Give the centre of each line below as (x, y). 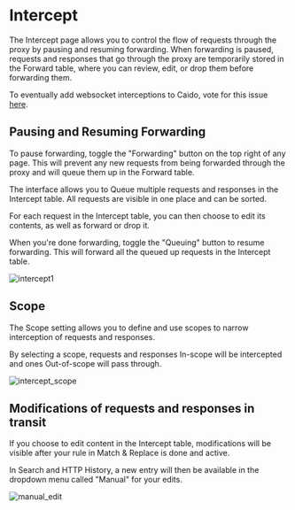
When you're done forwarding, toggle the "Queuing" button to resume (137, 242)
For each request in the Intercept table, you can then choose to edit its (137, 216)
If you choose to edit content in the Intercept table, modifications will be (140, 444)
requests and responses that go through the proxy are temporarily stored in (147, 58)
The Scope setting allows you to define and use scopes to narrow (129, 328)
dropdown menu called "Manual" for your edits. (96, 480)
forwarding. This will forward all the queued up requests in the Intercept (140, 251)
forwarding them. (41, 77)
